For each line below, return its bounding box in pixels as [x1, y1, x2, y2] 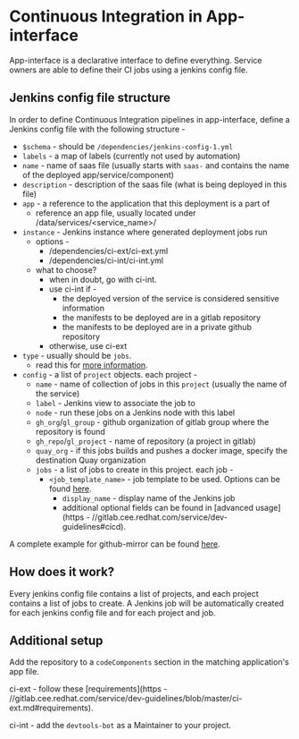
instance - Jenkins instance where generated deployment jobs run [21, 226, 268, 237]
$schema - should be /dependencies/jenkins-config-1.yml [21, 140, 234, 151]
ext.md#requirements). [9, 702, 94, 713]
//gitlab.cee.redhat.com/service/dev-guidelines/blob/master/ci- [9, 693, 243, 704]
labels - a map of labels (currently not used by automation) [21, 150, 241, 161]
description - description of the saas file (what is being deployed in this [21, 179, 287, 190]
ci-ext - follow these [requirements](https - [9, 684, 168, 694]
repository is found [35, 426, 105, 437]
